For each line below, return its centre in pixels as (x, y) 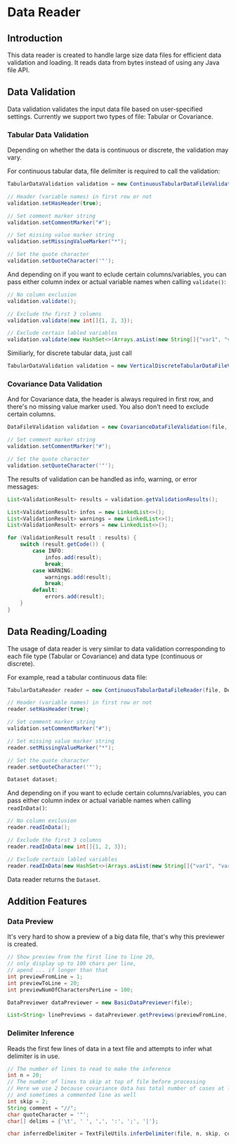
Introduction (35, 38)
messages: (23, 487)
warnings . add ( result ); (78, 577)
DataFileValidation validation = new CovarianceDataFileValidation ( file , (118, 427)
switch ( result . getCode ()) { (63, 545)
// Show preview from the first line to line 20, (81, 957)
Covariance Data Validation (55, 384)
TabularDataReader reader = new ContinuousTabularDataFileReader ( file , (114, 690)
